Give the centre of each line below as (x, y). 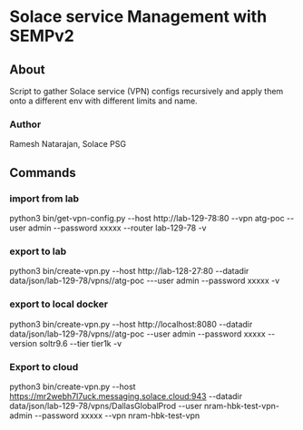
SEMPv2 (42, 36)
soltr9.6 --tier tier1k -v (81, 343)
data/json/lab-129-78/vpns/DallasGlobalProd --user (106, 406)
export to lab (38, 251)
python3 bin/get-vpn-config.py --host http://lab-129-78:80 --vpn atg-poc (147, 218)
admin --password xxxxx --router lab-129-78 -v (117, 228)
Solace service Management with (138, 17)
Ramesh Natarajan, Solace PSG (68, 144)
